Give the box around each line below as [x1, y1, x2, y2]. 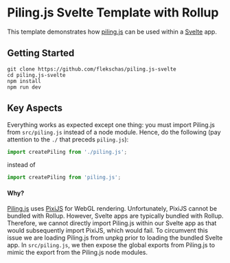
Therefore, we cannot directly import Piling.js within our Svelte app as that [7, 218, 217, 227]
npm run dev [7, 84, 41, 91]
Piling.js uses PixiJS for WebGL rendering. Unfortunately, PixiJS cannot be [7, 204, 218, 212]
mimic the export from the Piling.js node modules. [7, 248, 148, 256]
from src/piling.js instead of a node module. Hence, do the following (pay [7, 128, 221, 136]
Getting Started [7, 47, 75, 59]
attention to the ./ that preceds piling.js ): [7, 135, 129, 144]
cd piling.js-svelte [7, 71, 67, 78]
